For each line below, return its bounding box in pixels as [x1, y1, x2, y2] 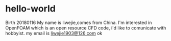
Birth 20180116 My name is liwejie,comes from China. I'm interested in [5, 19, 152, 25]
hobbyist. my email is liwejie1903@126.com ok [5, 30, 103, 36]
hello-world [5, 3, 56, 14]
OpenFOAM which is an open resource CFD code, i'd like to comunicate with [5, 24, 166, 30]
